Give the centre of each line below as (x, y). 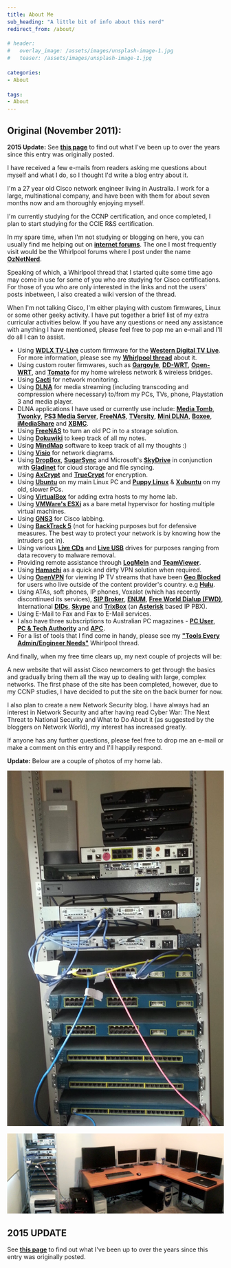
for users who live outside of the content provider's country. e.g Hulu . (116, 584)
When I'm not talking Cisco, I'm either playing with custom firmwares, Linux (114, 307)
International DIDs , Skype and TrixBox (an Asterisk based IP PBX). (112, 606)
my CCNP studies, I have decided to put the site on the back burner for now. (115, 692)
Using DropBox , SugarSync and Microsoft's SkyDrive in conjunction (114, 460)
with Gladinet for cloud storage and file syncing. (86, 467)
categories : (24, 72)
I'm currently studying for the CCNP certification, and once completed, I (109, 216)
